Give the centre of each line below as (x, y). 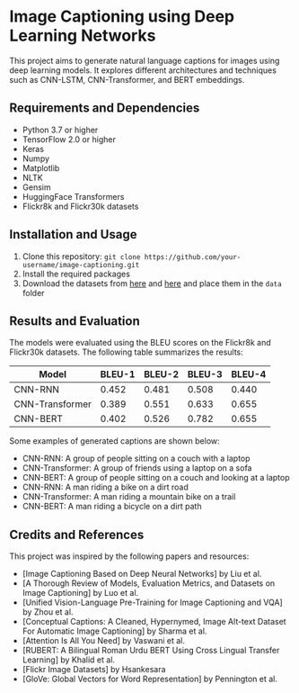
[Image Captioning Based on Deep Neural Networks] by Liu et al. (142, 574)
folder (33, 292)
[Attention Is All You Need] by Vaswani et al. (104, 641)
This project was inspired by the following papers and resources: (129, 556)
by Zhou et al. (48, 612)
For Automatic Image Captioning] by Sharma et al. (114, 631)
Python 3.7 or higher (60, 130)
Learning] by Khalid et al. (68, 660)
